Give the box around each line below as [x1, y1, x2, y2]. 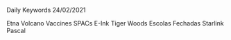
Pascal [6, 27, 26, 34]
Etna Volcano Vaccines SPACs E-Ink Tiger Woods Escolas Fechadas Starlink [6, 19, 224, 27]
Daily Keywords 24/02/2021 [6, 6, 86, 14]
